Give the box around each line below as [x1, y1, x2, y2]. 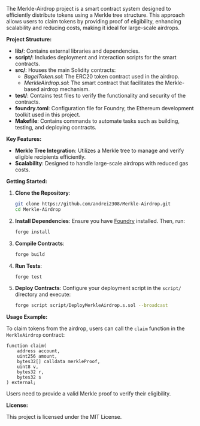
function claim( [6, 343, 47, 349]
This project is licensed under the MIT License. [6, 413, 122, 421]
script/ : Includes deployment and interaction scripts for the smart [14, 54, 177, 61]
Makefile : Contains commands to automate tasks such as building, [14, 117, 180, 125]
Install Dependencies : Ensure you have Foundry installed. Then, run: [14, 217, 186, 224]
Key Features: [6, 135, 42, 143]
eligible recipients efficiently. [14, 153, 86, 161]
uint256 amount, [17, 354, 58, 359]
